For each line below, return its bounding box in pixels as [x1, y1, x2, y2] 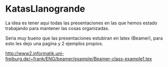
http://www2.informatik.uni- [5, 50, 64, 56]
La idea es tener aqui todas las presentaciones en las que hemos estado [5, 20, 157, 26]
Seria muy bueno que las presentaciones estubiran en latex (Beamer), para [5, 35, 163, 41]
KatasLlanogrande [5, 3, 85, 15]
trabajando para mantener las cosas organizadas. [5, 25, 110, 31]
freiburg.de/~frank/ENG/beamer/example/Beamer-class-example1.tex [5, 55, 152, 61]
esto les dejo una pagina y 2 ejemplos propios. [5, 40, 104, 46]
